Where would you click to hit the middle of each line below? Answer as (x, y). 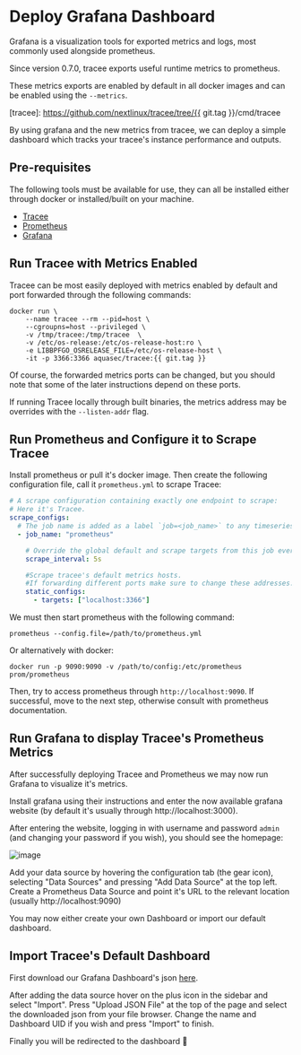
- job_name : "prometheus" (66, 534)
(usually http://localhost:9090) (65, 901)
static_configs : (56, 592)
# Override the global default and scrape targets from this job (150, 550)
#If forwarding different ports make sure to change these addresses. (160, 584)
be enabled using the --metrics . (69, 95)
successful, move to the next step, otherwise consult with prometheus (139, 701)
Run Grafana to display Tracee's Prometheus (137, 739)
